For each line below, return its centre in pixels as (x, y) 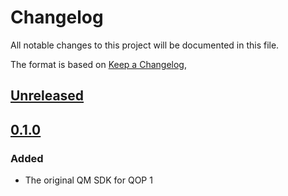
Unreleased (47, 96)
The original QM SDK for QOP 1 (88, 180)
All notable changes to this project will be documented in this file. (145, 45)
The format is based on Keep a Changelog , (98, 64)
